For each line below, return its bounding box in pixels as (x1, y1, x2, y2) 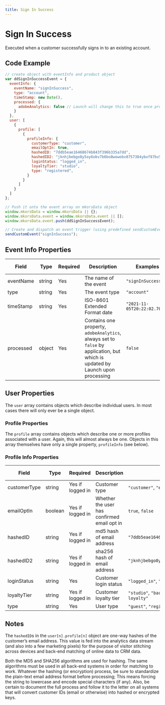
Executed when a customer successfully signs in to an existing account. (5, 45, 151, 51)
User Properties (5, 389, 55, 398)
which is (84, 354, 104, 361)
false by (84, 341, 105, 348)
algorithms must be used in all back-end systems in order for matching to (5, 663, 154, 669)
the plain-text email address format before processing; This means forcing (5, 673, 156, 680)
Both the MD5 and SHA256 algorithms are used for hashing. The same (5, 658, 148, 664)
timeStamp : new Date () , (14, 95, 63, 100)
